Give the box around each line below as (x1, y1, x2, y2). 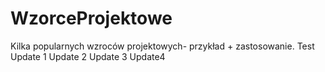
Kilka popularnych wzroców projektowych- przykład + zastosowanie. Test (10, 40, 315, 52)
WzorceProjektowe (10, 7, 173, 30)
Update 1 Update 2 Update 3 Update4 (10, 50, 166, 62)
